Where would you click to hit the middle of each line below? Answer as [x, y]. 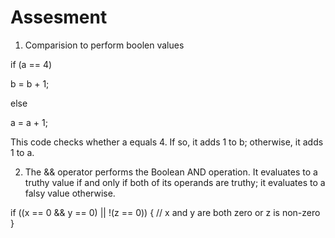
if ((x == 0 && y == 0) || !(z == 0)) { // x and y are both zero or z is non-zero [165, 212]
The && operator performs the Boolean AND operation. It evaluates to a [171, 172]
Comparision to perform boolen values [104, 45]
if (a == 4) [31, 64]
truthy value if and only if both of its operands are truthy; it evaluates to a [175, 182]
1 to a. [22, 152]
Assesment [59, 17]
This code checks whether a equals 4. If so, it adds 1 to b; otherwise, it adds [167, 142]
